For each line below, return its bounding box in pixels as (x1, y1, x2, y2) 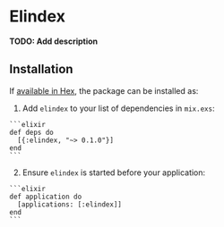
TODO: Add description (9, 36, 99, 46)
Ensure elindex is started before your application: (22, 167, 206, 178)
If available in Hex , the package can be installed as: (9, 85, 199, 96)
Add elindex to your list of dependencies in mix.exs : (22, 103, 215, 113)
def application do (9, 192, 82, 201)
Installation (9, 62, 73, 77)
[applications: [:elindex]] (17, 199, 123, 209)
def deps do (9, 128, 54, 137)
